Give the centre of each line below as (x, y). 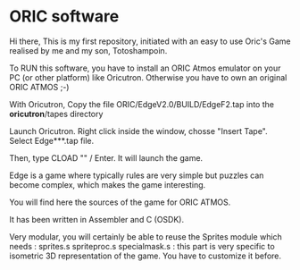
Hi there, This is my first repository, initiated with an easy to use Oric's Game (150, 41)
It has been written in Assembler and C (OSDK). (97, 219)
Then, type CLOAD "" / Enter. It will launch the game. (106, 157)
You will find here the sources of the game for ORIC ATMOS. (120, 202)
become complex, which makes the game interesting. (108, 184)
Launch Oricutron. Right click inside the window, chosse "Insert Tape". (138, 131)
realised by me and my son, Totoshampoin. (88, 50)
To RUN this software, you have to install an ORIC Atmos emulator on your (145, 68)
